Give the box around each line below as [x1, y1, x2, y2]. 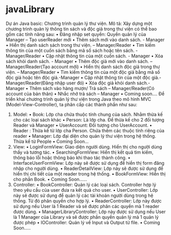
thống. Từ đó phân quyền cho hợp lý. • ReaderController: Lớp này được [13, 197, 162, 204]
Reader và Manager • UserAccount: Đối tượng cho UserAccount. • [13, 122, 152, 128]
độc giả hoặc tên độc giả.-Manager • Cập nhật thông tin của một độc [6, 74, 151, 80]
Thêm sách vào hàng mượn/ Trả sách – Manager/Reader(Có [29, 85, 155, 91]
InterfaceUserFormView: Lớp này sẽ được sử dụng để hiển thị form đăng [13, 160, 164, 166]
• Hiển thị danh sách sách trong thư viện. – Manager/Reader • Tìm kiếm [6, 42, 155, 48]
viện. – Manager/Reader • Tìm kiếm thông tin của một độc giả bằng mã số [6, 69, 160, 75]
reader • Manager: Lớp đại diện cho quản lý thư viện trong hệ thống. [13, 133, 156, 139]
